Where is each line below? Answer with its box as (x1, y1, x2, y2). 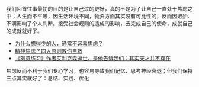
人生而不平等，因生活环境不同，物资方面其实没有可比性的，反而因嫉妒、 (16, 12, 193, 20)
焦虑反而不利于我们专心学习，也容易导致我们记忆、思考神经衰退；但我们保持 (6, 67, 193, 74)
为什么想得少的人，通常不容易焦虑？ (14, 40, 104, 47)
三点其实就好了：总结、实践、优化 (6, 75, 89, 82)
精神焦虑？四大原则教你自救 (14, 47, 83, 54)
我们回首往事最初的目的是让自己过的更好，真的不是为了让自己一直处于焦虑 (6, 5, 188, 12)
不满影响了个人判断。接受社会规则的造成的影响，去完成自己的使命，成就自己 (6, 20, 193, 27)
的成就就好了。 (6, 27, 43, 34)
